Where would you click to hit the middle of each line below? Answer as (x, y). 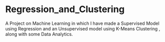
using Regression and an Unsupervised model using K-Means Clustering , (83, 28)
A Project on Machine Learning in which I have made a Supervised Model (82, 23)
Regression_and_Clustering (65, 9)
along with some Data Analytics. (39, 34)
